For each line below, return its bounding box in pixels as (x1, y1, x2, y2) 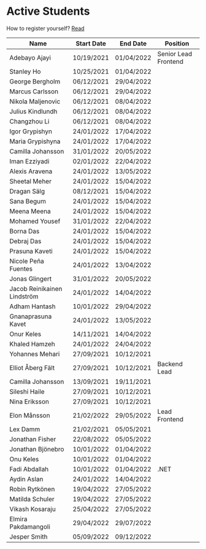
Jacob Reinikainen (9, 284, 63, 293)
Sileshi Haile (9, 387, 45, 395)
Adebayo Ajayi (9, 53, 51, 62)
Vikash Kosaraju (9, 505, 56, 513)
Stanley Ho (9, 67, 41, 76)
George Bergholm (9, 77, 61, 85)
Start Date (75, 39, 106, 47)
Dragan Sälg (9, 187, 45, 195)
